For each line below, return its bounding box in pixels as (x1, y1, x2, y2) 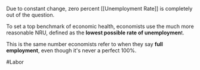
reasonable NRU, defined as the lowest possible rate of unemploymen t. (6, 29, 184, 36)
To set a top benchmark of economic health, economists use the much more (6, 23, 194, 30)
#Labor (6, 59, 24, 65)
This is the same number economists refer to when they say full (6, 41, 163, 47)
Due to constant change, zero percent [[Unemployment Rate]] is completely (6, 5, 193, 12)
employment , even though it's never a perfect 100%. (6, 47, 137, 54)
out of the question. (6, 11, 55, 18)
